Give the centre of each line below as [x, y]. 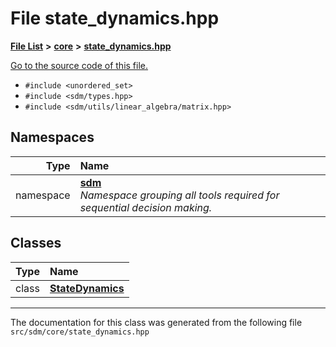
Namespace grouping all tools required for [179, 195]
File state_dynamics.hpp [115, 18]
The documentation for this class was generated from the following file [156, 322]
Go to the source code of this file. [79, 65]
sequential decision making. [146, 207]
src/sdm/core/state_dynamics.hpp [80, 332]
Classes [36, 243]
